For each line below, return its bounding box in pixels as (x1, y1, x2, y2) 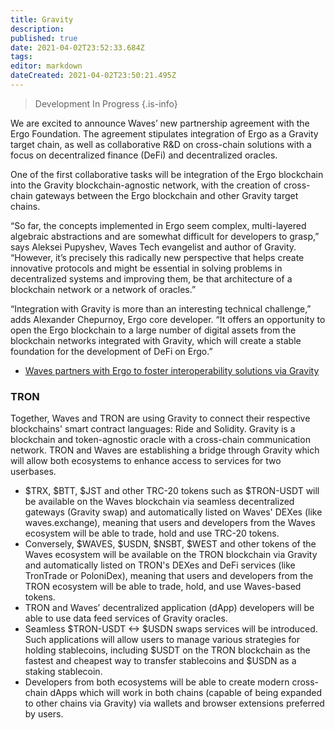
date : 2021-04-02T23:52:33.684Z (10, 42, 145, 53)
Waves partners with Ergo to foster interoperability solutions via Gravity (24, 364, 320, 376)
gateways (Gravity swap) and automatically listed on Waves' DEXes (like (24, 506, 323, 518)
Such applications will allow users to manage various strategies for (24, 634, 300, 646)
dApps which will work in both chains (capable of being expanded (49, 687, 322, 699)
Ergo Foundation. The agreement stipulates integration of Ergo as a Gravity (10, 127, 319, 140)
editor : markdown (10, 61, 83, 71)
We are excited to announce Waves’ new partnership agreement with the (10, 117, 310, 129)
